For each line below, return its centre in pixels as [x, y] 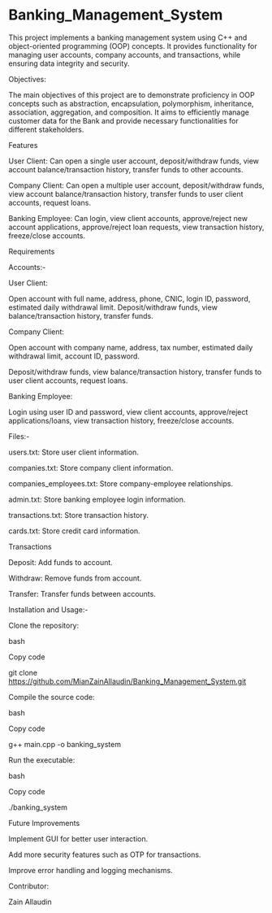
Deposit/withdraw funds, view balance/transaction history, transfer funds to [135, 372]
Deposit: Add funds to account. [61, 562]
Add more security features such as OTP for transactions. [105, 854]
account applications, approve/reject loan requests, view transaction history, [136, 227]
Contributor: [29, 886]
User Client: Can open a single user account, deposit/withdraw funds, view [134, 161]
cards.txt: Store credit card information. [74, 531]
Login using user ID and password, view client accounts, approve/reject [128, 411]
